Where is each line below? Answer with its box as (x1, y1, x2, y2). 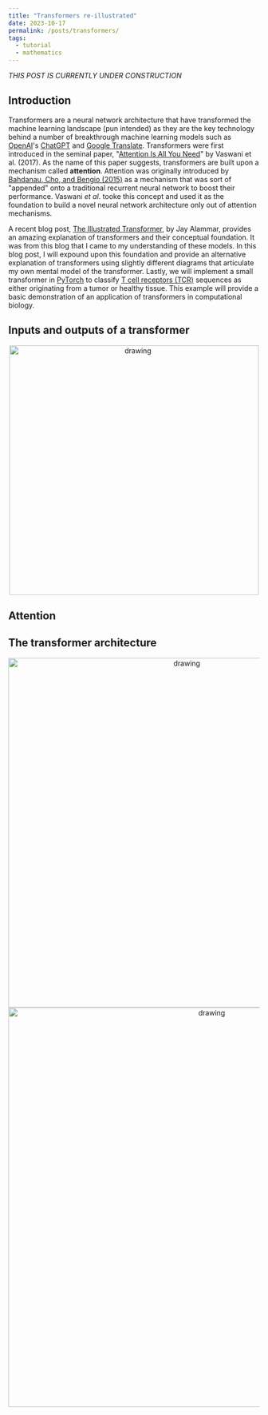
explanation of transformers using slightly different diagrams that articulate (8, 257, 254, 268)
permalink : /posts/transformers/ (8, 26, 120, 34)
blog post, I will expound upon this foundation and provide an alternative (8, 249, 246, 259)
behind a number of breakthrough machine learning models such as (8, 132, 231, 141)
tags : (8, 34, 26, 42)
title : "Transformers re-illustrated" (8, 11, 137, 20)
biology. (8, 300, 35, 310)
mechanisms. (8, 209, 53, 218)
